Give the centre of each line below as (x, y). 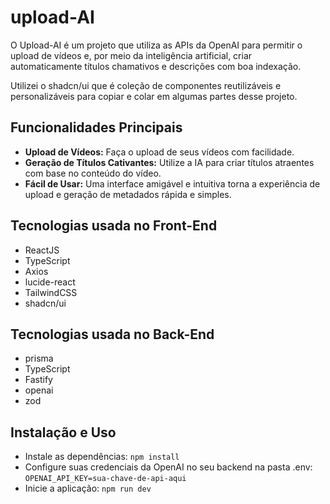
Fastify (38, 380)
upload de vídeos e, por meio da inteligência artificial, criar (131, 55)
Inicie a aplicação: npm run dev (88, 488)
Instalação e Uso (63, 432)
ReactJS (42, 250)
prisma (39, 358)
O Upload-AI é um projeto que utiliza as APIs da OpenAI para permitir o (156, 45)
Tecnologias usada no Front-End (114, 226)
